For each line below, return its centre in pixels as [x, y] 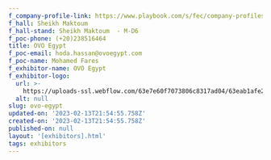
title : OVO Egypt [38, 46]
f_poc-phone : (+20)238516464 [57, 38]
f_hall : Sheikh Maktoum [48, 23]
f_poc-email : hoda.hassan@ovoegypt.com [75, 53]
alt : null [32, 99]
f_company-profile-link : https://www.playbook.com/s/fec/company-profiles [137, 16]
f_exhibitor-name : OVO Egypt [57, 69]
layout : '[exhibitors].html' [57, 136]
